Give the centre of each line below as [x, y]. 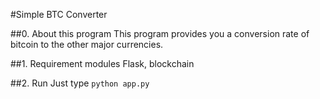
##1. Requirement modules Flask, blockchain [102, 63]
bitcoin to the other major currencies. [87, 44]
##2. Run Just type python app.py [80, 83]
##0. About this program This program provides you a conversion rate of [160, 33]
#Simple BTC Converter [59, 14]
